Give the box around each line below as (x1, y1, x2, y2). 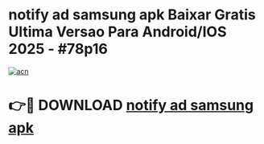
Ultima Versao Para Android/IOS (8, 23, 227, 41)
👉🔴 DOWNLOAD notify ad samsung (8, 97, 254, 114)
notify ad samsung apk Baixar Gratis (8, 6, 256, 24)
